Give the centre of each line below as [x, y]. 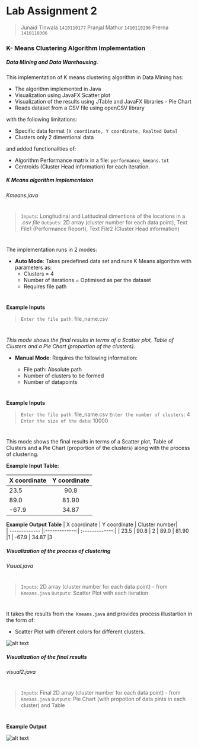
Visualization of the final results [47, 657]
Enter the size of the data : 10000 [64, 420]
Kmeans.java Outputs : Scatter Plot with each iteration [84, 593]
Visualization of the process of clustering [58, 551]
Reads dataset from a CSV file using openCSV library [80, 108]
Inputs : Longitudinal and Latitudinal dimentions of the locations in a [103, 216]
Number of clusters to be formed [64, 376]
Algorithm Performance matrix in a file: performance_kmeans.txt [92, 160]
